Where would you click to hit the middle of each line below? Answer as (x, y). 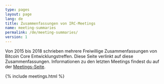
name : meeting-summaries (31, 28)
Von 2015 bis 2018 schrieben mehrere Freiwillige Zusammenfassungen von (81, 51)
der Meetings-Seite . (25, 66)
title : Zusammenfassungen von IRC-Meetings (50, 23)
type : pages (17, 10)
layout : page (18, 14)
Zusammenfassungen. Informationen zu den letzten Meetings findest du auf (82, 61)
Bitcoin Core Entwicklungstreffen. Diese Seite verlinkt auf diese (69, 56)
